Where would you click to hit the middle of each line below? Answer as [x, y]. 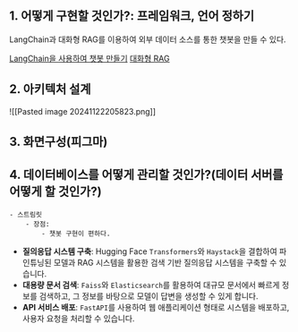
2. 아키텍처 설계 [50, 89]
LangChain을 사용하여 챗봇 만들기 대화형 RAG [89, 58]
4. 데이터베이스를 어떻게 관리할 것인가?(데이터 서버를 [146, 175]
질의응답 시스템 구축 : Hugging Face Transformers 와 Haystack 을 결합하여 [149, 251]
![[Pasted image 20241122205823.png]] [83, 111]
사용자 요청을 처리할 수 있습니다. [78, 318]
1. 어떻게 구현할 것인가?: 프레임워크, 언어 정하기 [132, 16]
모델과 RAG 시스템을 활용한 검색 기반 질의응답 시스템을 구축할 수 [165, 262]
